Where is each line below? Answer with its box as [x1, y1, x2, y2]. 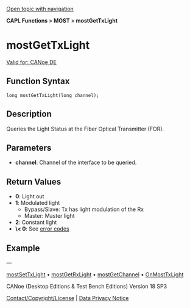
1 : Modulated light [15, 199, 60, 207]
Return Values [6, 176, 62, 187]
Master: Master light [24, 212, 75, 220]
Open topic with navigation [6, 5, 74, 12]
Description [6, 109, 52, 120]
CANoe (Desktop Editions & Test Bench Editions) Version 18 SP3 [6, 283, 167, 290]
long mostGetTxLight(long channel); [6, 92, 99, 98]
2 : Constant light [15, 219, 57, 226]
